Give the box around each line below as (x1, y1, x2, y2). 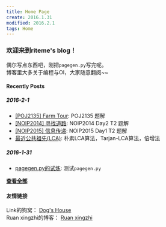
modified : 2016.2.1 (6, 20, 55, 26)
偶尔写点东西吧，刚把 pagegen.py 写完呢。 (6, 61, 107, 68)
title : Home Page (6, 8, 50, 15)
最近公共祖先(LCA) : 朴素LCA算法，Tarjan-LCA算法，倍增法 (14, 135, 161, 142)
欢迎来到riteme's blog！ (6, 46, 77, 55)
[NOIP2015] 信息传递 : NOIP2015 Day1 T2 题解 (14, 127, 128, 135)
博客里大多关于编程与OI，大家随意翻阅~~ (6, 68, 108, 75)
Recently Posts (6, 83, 45, 90)
